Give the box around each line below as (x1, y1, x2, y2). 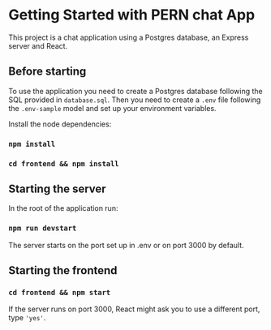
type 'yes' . (8, 313, 46, 323)
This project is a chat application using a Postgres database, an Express (8, 32, 249, 42)
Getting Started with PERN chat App (8, 6, 256, 24)
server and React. (8, 41, 68, 50)
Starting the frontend (8, 264, 118, 277)
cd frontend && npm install (8, 159, 119, 168)
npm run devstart (8, 224, 77, 233)
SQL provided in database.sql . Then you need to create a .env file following (8, 95, 261, 105)
